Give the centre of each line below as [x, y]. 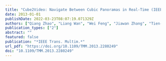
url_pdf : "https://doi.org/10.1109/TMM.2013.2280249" [62, 46]
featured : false [22, 37]
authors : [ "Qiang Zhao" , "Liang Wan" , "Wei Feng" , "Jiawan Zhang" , [76, 23]
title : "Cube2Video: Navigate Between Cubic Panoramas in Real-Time [77, 10]
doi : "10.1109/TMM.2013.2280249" [40, 51]
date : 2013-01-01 [23, 14]
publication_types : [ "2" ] [32, 28]
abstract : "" [19, 32]
